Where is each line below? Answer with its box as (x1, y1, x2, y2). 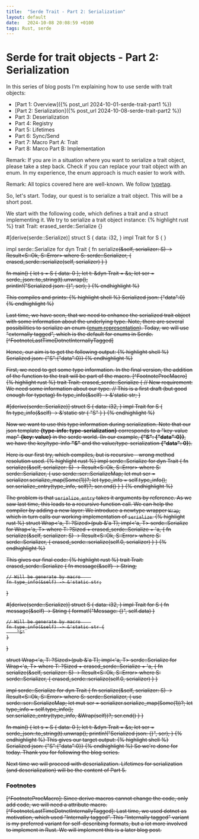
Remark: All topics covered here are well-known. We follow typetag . (6, 181, 172, 188)
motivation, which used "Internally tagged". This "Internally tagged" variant (6, 814, 190, 821)
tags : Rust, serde (6, 25, 52, 31)
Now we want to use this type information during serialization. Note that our (6, 421, 191, 428)
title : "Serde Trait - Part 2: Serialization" (6, 8, 126, 15)
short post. (6, 198, 33, 205)
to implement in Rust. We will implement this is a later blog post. (6, 827, 162, 834)
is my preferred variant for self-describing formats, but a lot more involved (6, 820, 188, 827)
